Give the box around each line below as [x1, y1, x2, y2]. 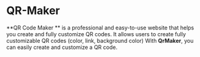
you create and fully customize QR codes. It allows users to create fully [6, 30, 186, 37]
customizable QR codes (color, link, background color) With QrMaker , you [6, 37, 194, 44]
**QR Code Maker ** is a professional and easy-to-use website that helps [6, 24, 194, 31]
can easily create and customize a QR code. [6, 44, 118, 51]
